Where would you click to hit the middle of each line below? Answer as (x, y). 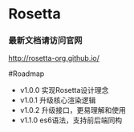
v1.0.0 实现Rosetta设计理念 (64, 90)
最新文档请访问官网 (45, 41)
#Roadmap (26, 74)
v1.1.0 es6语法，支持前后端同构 (71, 120)
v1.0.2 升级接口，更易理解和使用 (73, 110)
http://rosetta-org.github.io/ (54, 58)
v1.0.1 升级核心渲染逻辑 (58, 100)
